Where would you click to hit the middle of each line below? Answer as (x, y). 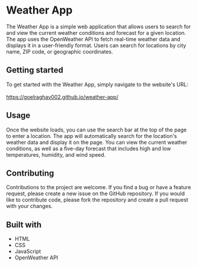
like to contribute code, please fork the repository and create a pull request (97, 200)
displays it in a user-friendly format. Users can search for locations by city (96, 45)
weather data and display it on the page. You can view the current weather (97, 142)
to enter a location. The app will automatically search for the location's (91, 136)
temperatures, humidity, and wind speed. (56, 154)
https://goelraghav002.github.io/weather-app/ (62, 97)
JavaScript (28, 252)
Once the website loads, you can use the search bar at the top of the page (96, 130)
